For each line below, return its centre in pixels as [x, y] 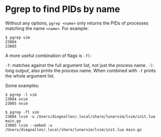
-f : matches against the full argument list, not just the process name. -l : [79, 65]
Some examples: [22, 85]
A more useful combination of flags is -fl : [48, 55]
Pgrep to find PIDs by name [62, 9]
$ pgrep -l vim [21, 94]
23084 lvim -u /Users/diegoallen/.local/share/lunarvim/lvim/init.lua [80, 116]
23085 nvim [16, 103]
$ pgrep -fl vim [22, 112]
